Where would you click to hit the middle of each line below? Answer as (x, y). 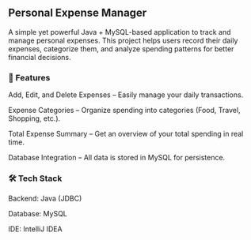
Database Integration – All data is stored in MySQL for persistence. (117, 158)
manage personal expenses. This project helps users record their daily (123, 40)
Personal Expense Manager (78, 13)
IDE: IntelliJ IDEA (35, 229)
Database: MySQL (38, 214)
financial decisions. (40, 57)
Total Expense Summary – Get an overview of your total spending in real (126, 134)
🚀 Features (29, 77)
